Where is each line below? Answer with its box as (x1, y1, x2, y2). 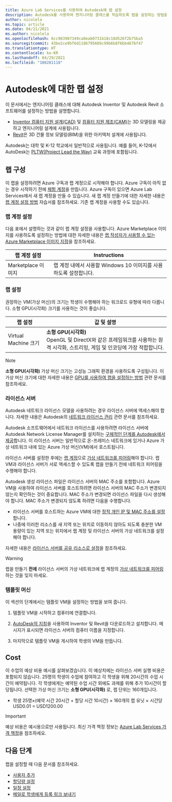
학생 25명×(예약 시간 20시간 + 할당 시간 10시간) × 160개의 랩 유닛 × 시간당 (12, 698, 163, 703)
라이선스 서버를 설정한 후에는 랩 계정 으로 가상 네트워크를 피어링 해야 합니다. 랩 (5, 454, 160, 461)
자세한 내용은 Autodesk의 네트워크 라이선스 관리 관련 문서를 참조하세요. (16, 413, 159, 420)
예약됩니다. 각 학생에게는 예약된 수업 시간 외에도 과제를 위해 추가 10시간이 (14, 680, 161, 686)
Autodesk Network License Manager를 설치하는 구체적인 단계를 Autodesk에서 (5, 431, 165, 437)
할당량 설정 (12, 778, 35, 784)
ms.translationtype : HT (5, 46, 56, 51)
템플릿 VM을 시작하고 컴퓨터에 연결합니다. (12, 610, 97, 616)
